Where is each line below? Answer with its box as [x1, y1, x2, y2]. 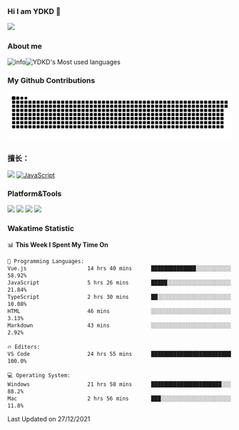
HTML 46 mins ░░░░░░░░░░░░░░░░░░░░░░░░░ [7, 307, 232, 314]
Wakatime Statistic [7, 224, 75, 234]
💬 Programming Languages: [7, 257, 84, 265]
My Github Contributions [7, 75, 96, 85]
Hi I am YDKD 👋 [7, 6, 61, 16]
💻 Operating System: [7, 372, 71, 379]
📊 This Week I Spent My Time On [7, 240, 108, 249]
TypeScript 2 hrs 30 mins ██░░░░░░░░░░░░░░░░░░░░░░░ [7, 293, 232, 300]
